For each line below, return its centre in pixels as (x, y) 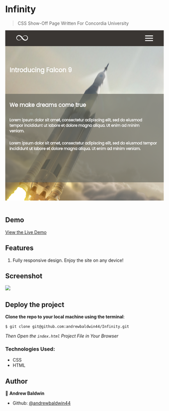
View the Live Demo (26, 232)
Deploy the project (35, 304)
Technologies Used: (30, 349)
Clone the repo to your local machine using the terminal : (65, 317)
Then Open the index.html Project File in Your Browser (62, 336)
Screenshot (24, 276)
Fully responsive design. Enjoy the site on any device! (68, 260)
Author (16, 381)
